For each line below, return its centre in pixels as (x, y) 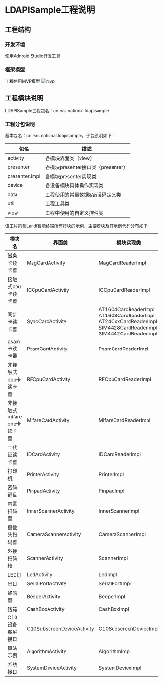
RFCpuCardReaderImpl (125, 379)
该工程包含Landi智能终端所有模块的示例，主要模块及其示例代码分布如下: (77, 226)
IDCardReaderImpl (120, 454)
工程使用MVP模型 (23, 81)
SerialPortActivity (47, 584)
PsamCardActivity (47, 349)
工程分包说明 (20, 124)
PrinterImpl (111, 475)
